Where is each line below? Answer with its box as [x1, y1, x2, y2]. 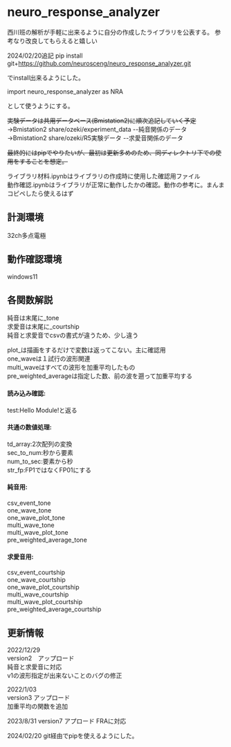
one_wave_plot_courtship [7, 583, 80, 592]
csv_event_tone [7, 499, 51, 507]
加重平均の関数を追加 [7, 702, 68, 710]
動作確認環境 [7, 254, 62, 266]
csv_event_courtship [7, 568, 66, 576]
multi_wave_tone [7, 521, 55, 529]
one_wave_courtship [7, 576, 66, 584]
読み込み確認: [7, 389, 46, 397]
